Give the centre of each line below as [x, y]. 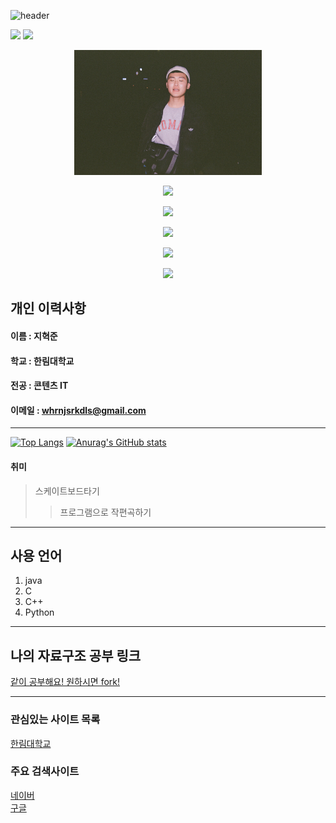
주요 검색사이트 [45, 772]
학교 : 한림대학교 [42, 361]
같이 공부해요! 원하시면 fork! [65, 682]
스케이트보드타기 [67, 491]
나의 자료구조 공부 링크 [76, 655]
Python [39, 612]
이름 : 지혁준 [34, 336]
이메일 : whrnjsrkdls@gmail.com [78, 410]
